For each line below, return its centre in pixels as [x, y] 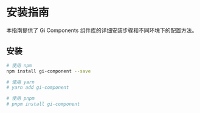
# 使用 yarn [20, 82]
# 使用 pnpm [20, 98]
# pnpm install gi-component [43, 104]
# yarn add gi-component [38, 88]
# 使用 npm [19, 65]
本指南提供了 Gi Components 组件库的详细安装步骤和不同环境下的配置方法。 [102, 30]
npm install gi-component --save [49, 71]
